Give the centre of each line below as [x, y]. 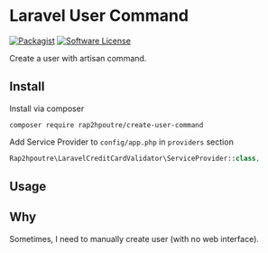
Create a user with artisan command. [78, 58]
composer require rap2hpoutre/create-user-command [106, 125]
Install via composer [47, 108]
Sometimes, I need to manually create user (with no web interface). [134, 239]
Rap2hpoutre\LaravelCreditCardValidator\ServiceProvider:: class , [134, 158]
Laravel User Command [99, 16]
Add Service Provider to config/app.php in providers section [122, 142]
